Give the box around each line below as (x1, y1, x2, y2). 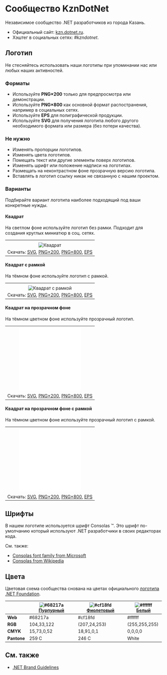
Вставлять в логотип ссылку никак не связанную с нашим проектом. (12, 173, 160, 179)
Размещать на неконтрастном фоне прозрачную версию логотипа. (12, 168, 156, 174)
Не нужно (5, 135, 30, 142)
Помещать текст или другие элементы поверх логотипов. (12, 157, 136, 163)
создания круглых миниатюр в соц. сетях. (5, 230, 95, 236)
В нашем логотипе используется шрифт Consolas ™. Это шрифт (5, 523, 139, 529)
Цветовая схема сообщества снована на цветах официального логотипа (5, 586, 160, 592)
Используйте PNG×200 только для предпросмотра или (12, 91, 131, 97)
